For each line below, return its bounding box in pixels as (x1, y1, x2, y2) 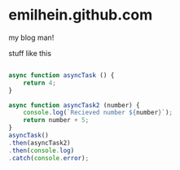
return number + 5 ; (23, 116, 90, 124)
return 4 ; (23, 79, 57, 87)
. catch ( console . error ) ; (8, 154, 90, 162)
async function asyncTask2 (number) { (8, 101, 140, 109)
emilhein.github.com (8, 6, 153, 24)
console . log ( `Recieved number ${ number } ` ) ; (23, 108, 173, 117)
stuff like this (8, 48, 51, 58)
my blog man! (8, 33, 55, 42)
